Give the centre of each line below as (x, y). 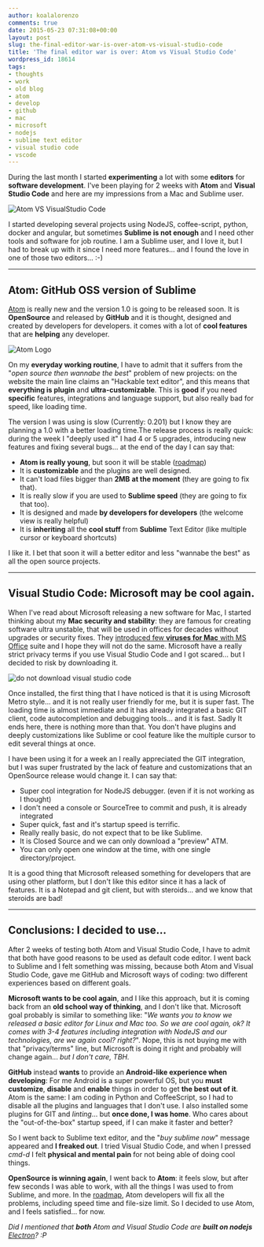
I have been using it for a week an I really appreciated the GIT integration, (127, 758)
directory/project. (48, 858)
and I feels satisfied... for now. (57, 1212)
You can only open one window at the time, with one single (115, 849)
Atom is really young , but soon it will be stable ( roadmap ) (113, 463)
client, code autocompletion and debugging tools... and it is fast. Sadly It (125, 718)
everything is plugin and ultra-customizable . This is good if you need (123, 390)
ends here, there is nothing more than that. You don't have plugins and (122, 727)
